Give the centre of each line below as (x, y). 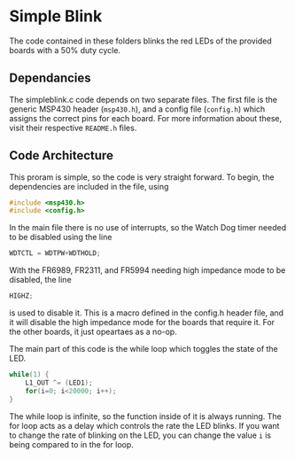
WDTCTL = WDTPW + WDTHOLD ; (55, 253)
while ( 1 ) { (29, 375)
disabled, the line (41, 280)
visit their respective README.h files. (73, 128)
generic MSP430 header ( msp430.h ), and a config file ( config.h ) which (137, 109)
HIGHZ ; (21, 296)
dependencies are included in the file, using (89, 186)
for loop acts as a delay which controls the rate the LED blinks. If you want (144, 425)
